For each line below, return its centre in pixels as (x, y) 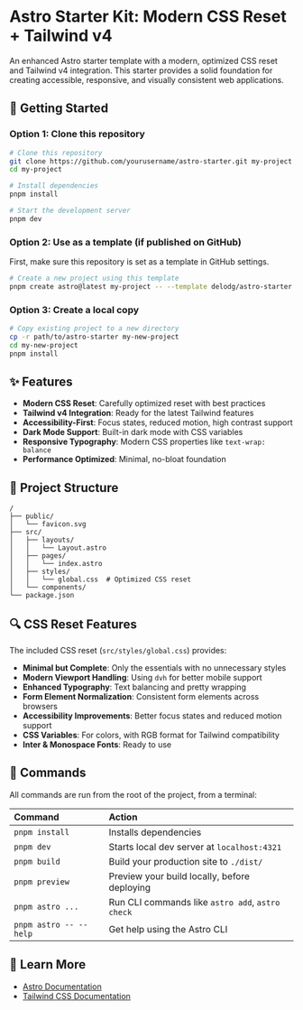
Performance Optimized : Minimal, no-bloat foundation (124, 459)
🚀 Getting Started (59, 109)
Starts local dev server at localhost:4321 (195, 847)
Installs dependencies (155, 832)
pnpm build (37, 861)
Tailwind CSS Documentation (76, 996)
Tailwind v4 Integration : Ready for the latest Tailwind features (138, 413)
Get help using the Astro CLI (168, 929)
